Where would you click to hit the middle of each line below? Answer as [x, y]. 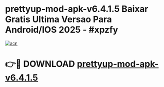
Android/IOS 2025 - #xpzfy [62, 30]
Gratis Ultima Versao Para [58, 19]
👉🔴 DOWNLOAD [40, 64]
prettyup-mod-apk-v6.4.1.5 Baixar [77, 9]
